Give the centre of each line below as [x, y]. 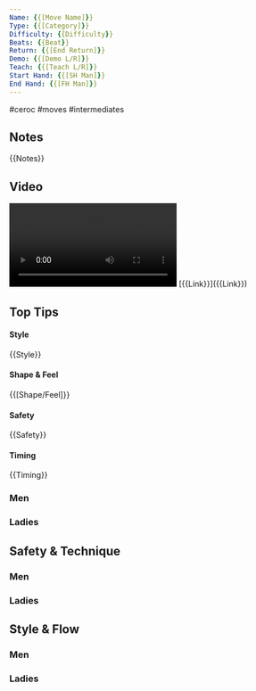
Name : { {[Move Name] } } [51, 17]
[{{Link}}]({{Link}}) [213, 284]
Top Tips [34, 312]
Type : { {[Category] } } [50, 26]
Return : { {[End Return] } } [57, 51]
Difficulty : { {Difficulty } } [62, 34]
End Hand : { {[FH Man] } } [54, 84]
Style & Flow [45, 629]
